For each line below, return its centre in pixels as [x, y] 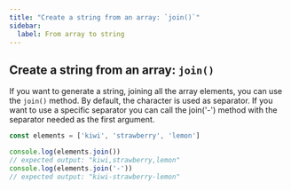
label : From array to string [71, 34]
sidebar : [25, 26]
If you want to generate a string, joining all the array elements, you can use [145, 91]
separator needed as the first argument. [82, 120]
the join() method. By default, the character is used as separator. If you [141, 101]
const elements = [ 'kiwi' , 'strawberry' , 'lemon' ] [105, 136]
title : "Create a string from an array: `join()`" [105, 17]
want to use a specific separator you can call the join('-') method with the [143, 110]
